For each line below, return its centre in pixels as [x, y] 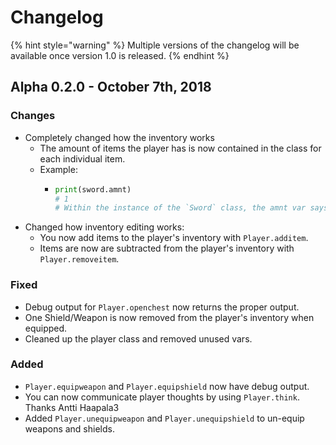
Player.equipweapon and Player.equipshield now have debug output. [167, 386]
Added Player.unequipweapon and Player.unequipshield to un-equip [164, 418]
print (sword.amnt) [93, 189]
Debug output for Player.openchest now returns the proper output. [162, 307]
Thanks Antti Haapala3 [72, 407]
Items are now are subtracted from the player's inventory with [167, 248]
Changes [33, 116]
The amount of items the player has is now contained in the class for [180, 148]
